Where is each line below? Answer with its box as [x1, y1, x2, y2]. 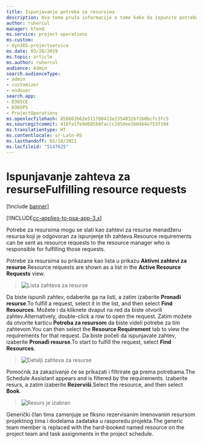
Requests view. [6, 270, 45, 277]
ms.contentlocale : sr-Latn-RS [6, 132, 83, 139]
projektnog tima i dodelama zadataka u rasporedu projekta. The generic [6, 417, 183, 424]
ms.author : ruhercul [6, 59, 59, 65]
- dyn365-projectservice [6, 43, 69, 49]
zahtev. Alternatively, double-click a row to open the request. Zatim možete [6, 312, 192, 320]
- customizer [6, 82, 39, 88]
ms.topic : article [6, 54, 53, 60]
